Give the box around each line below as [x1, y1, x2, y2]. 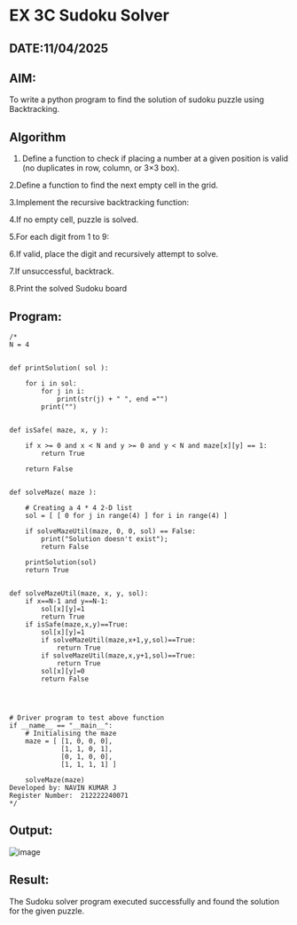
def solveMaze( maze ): [9, 488, 98, 498]
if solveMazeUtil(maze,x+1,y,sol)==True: [41, 636, 197, 645]
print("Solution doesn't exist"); [41, 535, 168, 544]
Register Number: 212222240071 [9, 792, 129, 801]
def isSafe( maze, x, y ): [9, 426, 109, 435]
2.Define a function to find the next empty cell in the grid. [9, 179, 219, 191]
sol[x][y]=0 [41, 667, 86, 676]
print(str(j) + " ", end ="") [56, 395, 168, 404]
